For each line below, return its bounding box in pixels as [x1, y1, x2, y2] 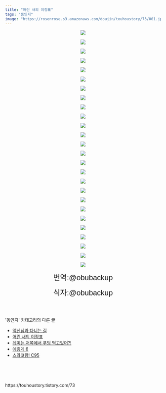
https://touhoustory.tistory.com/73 [5, 382, 75, 389]
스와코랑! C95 [12, 352, 40, 358]
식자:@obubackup [53, 288, 113, 297]
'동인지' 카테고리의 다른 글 [5, 317, 55, 323]
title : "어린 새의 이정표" [5, 7, 53, 12]
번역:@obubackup [53, 273, 113, 282]
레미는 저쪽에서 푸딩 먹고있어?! [12, 340, 72, 346]
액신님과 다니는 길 [12, 328, 47, 334]
